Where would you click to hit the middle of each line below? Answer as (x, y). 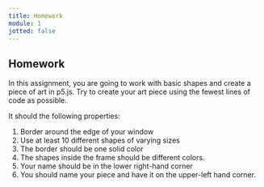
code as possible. (38, 100)
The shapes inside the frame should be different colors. (112, 158)
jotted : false (32, 31)
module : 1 (25, 23)
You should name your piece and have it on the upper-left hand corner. (138, 175)
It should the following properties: (65, 116)
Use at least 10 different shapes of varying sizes (100, 140)
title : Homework (36, 16)
